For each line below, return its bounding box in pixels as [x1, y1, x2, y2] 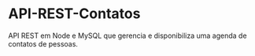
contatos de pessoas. [8, 39, 79, 48]
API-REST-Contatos [8, 5, 141, 23]
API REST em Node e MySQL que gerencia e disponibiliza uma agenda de [8, 31, 247, 40]
